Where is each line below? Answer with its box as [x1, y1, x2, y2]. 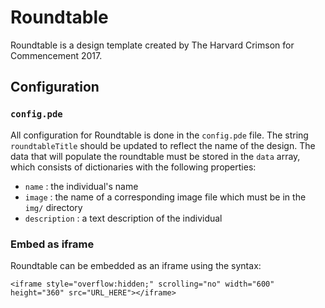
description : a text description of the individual [24, 212, 223, 224]
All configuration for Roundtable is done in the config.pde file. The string [10, 129, 309, 141]
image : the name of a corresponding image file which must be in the [24, 191, 307, 203]
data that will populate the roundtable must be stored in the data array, [10, 150, 301, 162]
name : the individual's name [24, 180, 139, 192]
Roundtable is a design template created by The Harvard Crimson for [10, 39, 295, 51]
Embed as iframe [10, 237, 95, 251]
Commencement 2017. [10, 49, 103, 61]
